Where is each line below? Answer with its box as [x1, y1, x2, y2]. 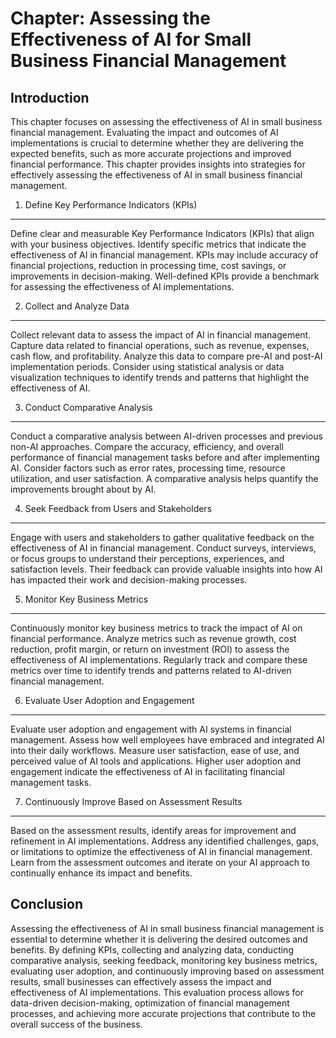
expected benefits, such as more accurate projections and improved [10, 148, 292, 159]
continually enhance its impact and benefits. [10, 867, 193, 879]
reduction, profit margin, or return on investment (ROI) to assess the [10, 643, 290, 655]
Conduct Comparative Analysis [24, 402, 153, 413]
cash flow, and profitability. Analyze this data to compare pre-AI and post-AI [10, 350, 323, 362]
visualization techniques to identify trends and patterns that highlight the [10, 372, 310, 383]
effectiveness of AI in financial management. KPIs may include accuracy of [10, 249, 319, 261]
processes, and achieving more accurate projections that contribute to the [10, 1007, 317, 1019]
